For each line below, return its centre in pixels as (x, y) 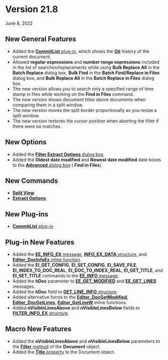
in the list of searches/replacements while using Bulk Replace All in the (86, 67)
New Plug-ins (27, 214)
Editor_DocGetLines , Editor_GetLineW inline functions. (70, 303)
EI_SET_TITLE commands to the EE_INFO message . (66, 276)
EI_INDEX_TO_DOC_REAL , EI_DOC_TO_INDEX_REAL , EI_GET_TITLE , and (88, 270)
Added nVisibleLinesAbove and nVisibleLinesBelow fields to (76, 308)
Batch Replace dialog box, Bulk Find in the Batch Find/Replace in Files (86, 73)
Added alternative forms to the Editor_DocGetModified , (70, 297)
